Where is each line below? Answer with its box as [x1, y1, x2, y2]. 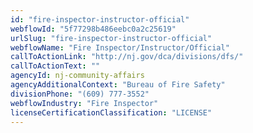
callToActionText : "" [10, 61, 101, 71]
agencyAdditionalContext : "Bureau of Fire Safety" [10, 80, 226, 90]
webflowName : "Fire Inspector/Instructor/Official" [10, 42, 230, 53]
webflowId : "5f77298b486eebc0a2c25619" [10, 24, 177, 34]
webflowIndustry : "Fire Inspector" [10, 98, 159, 108]
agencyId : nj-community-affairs [10, 71, 145, 81]
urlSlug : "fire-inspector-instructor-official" [10, 33, 213, 43]
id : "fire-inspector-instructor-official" [10, 14, 190, 25]
